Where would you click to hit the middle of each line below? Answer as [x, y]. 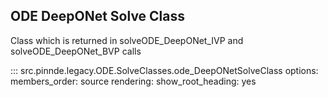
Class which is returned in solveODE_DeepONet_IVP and [127, 40]
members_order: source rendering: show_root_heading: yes [133, 81]
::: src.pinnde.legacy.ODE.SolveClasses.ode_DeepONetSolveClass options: [164, 70]
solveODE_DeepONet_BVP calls [76, 51]
